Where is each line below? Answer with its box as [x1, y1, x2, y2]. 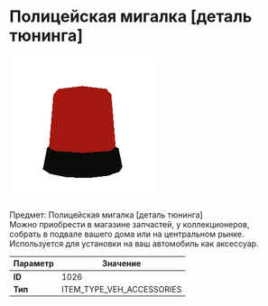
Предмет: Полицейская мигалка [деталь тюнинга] [9, 209, 203, 220]
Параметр [13, 258, 54, 269]
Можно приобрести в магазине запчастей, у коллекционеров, [9, 218, 250, 229]
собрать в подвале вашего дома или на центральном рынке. [9, 228, 245, 239]
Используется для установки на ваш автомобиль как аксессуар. [9, 237, 259, 249]
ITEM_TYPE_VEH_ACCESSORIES [61, 283, 182, 294]
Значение [102, 258, 142, 269]
